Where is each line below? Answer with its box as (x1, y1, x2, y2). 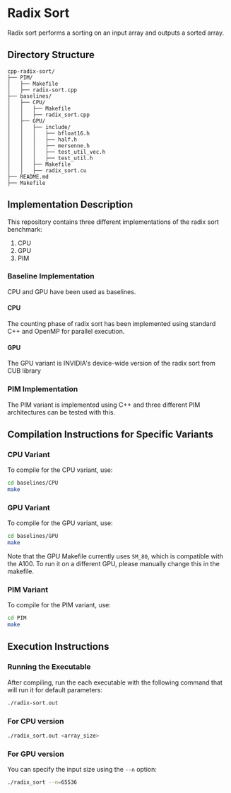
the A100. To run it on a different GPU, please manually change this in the (7, 560, 220, 568)
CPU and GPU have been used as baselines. (7, 287, 136, 296)
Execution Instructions (7, 641, 109, 653)
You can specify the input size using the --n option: (7, 765, 158, 774)
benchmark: (7, 225, 42, 233)
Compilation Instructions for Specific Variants (7, 428, 214, 440)
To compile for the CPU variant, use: (7, 466, 113, 474)
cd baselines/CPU (7, 480, 59, 487)
